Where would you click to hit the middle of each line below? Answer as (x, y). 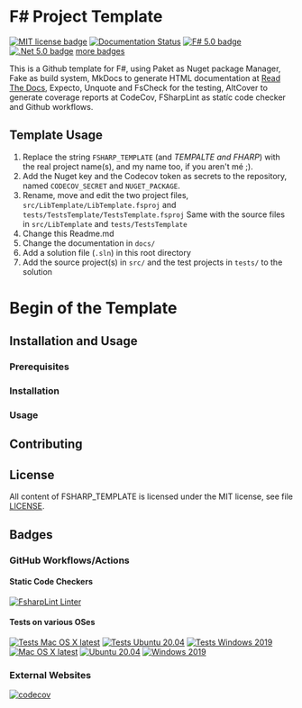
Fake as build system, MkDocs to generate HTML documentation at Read (145, 77)
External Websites (50, 675)
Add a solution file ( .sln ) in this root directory (107, 252)
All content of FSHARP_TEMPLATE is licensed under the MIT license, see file (151, 496)
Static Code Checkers (51, 582)
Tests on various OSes (52, 622)
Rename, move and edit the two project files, (105, 195)
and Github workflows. (51, 106)
